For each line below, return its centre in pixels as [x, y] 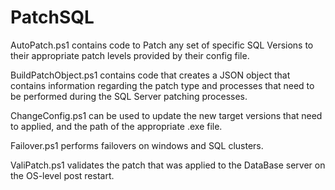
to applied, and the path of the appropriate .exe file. [116, 126]
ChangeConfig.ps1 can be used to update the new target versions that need [166, 115]
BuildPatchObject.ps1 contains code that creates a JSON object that [150, 75]
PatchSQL [52, 17]
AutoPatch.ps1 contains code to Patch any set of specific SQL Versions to [162, 45]
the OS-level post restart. [62, 175]
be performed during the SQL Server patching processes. [129, 96]
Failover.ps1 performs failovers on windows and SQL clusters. [137, 145]
